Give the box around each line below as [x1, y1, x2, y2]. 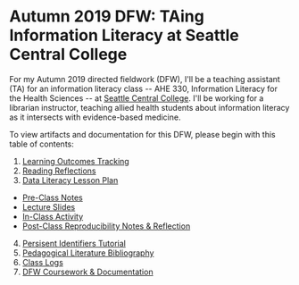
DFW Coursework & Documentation [21, 266, 154, 277]
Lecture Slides [21, 201, 76, 212]
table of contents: [9, 138, 74, 149]
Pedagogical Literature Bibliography [21, 247, 154, 258]
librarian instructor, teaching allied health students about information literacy [9, 102, 290, 113]
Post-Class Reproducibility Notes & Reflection [21, 221, 191, 231]
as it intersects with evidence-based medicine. [9, 112, 181, 122]
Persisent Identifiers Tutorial [21, 238, 127, 248]
